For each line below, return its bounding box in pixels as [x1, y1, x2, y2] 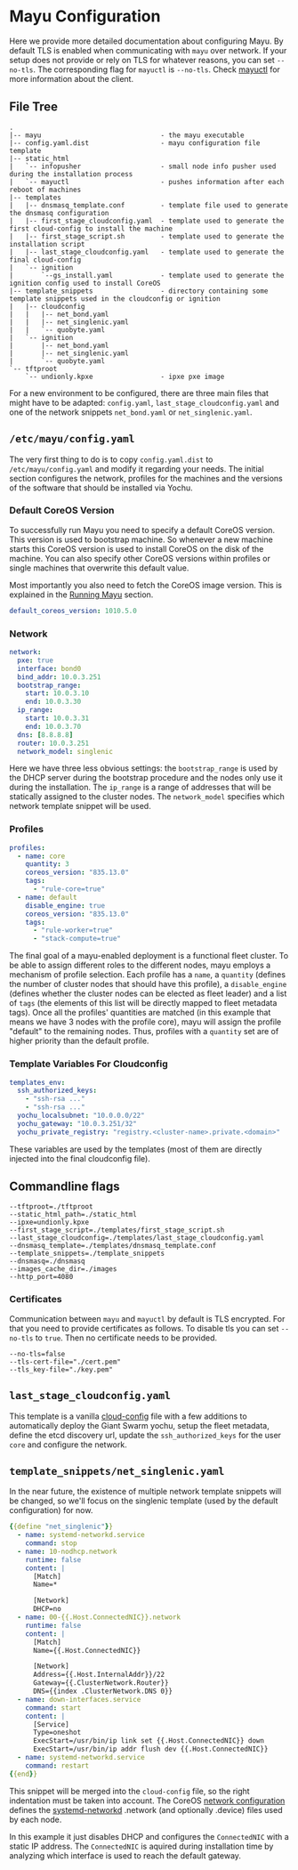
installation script [9, 239, 86, 248]
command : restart [25, 1761, 90, 1770]
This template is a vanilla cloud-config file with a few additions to [9, 1411, 247, 1421]
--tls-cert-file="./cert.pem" [9, 1357, 122, 1366]
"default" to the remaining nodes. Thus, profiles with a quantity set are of [9, 1026, 279, 1037]
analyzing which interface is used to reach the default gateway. [9, 1850, 242, 1861]
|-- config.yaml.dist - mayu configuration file [9, 138, 261, 148]
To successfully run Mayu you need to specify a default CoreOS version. [9, 524, 276, 535]
